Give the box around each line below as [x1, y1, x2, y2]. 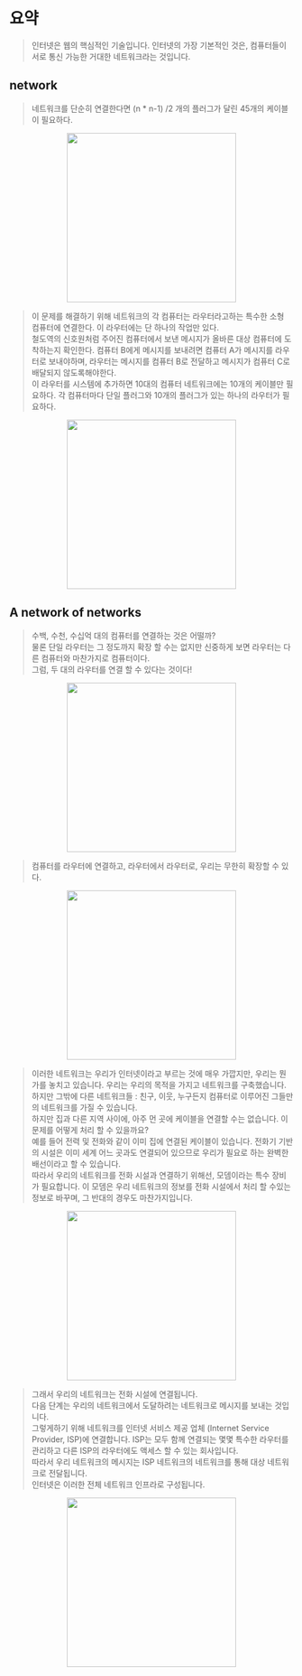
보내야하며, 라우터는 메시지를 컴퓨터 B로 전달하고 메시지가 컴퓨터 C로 [48, 356, 290, 367]
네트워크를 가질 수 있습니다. [41, 1102, 138, 1113]
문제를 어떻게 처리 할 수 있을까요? [31, 1124, 149, 1135]
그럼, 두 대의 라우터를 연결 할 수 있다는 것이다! [31, 664, 193, 675]
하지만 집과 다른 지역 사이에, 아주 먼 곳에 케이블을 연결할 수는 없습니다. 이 [31, 1113, 288, 1124]
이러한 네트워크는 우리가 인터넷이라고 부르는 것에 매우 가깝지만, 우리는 [31, 1067, 278, 1079]
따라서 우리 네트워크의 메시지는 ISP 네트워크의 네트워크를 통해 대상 [31, 1456, 266, 1467]
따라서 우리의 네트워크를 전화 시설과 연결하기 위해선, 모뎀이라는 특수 [31, 1169, 270, 1180]
